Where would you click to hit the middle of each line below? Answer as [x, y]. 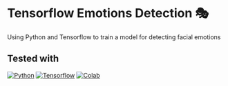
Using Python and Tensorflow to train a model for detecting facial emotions [114, 37]
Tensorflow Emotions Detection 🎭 [108, 13]
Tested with [33, 59]
